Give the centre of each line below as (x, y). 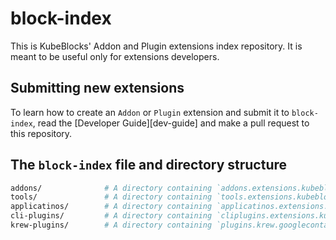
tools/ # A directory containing (111, 197)
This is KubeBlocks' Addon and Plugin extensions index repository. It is (156, 46)
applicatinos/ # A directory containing (111, 207)
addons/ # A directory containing (111, 188)
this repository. (41, 133)
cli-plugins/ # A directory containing (111, 216)
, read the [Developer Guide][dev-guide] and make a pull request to (171, 123)
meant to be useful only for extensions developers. (115, 56)
